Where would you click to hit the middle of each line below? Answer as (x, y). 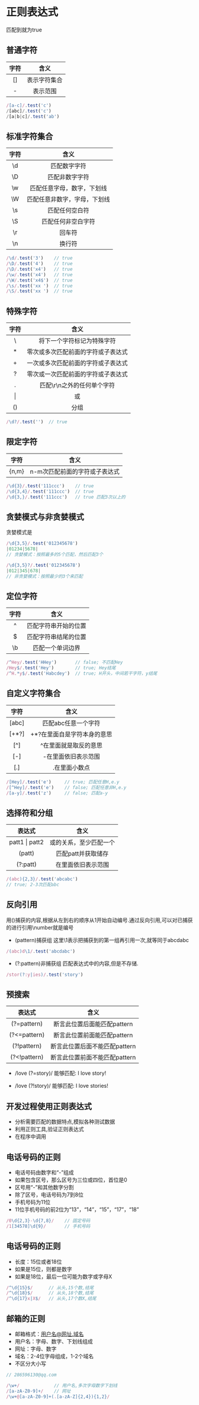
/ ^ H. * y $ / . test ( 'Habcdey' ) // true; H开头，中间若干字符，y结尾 (82, 673)
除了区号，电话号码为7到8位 (49, 1195)
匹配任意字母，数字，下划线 (69, 189)
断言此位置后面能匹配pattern (93, 1024)
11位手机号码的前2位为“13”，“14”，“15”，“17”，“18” (77, 1209)
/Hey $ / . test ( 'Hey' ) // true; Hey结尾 (61, 668)
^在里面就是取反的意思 (71, 745)
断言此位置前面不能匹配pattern (93, 1058)
